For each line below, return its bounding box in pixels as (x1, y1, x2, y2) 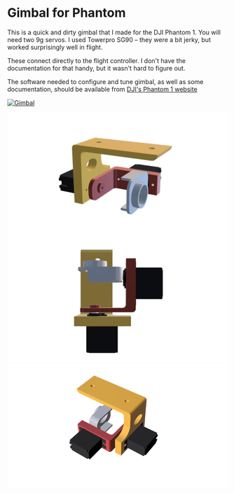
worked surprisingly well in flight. (7, 43, 103, 51)
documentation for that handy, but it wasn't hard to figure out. (7, 64, 186, 72)
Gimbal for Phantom (7, 5, 126, 21)
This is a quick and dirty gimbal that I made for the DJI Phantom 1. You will (7, 28, 221, 36)
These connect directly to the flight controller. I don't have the (7, 56, 186, 64)
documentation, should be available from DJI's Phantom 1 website (7, 85, 198, 93)
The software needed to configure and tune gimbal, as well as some (7, 77, 204, 85)
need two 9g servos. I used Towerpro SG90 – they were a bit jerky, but (7, 35, 212, 43)
